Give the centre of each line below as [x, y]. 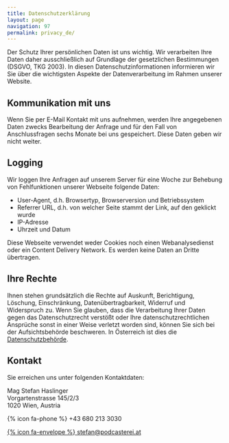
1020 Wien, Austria [34, 405]
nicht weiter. [25, 141]
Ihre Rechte [32, 279]
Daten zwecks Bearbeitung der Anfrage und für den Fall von [92, 127]
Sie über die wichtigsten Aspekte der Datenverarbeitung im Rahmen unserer [115, 74]
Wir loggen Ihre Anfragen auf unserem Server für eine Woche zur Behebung [115, 179]
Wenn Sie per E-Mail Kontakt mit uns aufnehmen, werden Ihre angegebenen [114, 120]
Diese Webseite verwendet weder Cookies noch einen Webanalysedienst [110, 242]
